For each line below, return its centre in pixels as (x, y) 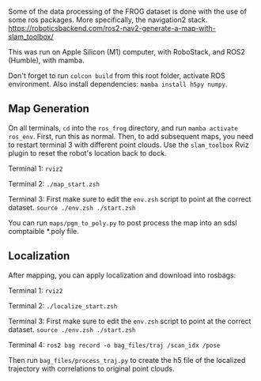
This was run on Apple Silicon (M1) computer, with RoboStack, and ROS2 (127, 52)
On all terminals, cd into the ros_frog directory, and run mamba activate (123, 128)
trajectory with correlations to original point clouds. (91, 368)
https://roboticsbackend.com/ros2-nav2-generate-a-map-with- (112, 28)
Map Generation (49, 109)
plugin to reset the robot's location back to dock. (87, 153)
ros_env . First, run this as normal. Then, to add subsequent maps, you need (131, 136)
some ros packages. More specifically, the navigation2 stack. (108, 20)
